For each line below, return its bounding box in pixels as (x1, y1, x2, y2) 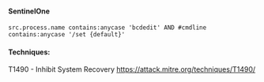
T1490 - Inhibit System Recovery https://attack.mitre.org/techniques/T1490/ (8, 65, 256, 74)
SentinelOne (8, 6, 50, 16)
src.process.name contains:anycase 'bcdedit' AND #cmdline (8, 24, 207, 32)
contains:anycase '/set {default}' (8, 31, 126, 39)
